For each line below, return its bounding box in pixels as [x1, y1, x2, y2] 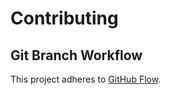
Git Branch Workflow [10, 47, 143, 64]
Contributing [10, 7, 119, 30]
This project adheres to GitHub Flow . [10, 73, 162, 85]
